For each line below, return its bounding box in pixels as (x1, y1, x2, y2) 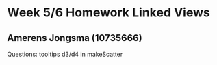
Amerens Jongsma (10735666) (7, 32, 142, 44)
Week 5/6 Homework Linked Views (7, 5, 210, 21)
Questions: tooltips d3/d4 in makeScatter (7, 50, 123, 58)
